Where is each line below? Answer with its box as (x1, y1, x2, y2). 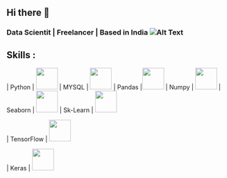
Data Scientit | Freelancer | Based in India (6, 28, 149, 37)
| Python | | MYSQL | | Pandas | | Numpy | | (6, 83, 221, 91)
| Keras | (6, 164, 31, 172)
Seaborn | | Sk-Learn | (6, 106, 94, 114)
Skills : (6, 49, 36, 61)
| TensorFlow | (6, 135, 48, 143)
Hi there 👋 (6, 7, 50, 19)
